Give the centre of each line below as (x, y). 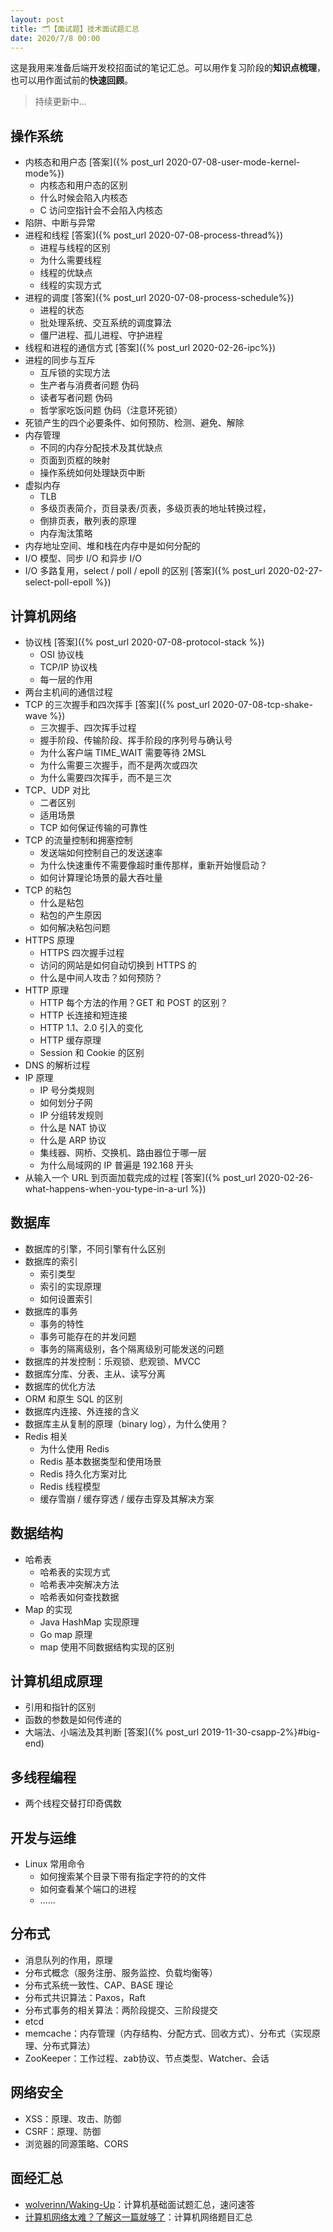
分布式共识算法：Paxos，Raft (85, 1997)
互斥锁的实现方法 (75, 373)
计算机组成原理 (56, 1681)
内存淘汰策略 (66, 533)
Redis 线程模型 (70, 1486)
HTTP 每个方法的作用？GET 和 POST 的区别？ (134, 1002)
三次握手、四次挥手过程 (88, 727)
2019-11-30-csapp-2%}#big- (261, 1732)
